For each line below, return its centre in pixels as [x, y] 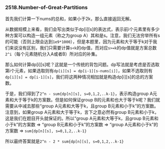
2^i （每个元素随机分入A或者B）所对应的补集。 [53, 54]
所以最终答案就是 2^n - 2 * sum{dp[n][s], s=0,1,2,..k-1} [65, 141]
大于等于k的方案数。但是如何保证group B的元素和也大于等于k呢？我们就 [87, 100]
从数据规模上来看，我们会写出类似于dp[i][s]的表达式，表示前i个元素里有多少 [82, 29]
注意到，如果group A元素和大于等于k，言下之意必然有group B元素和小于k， [82, 112]
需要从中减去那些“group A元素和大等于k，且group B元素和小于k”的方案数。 [82, 106]
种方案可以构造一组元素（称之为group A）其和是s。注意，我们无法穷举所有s [83, 36]
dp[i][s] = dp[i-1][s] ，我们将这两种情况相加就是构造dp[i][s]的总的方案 [79, 77]
